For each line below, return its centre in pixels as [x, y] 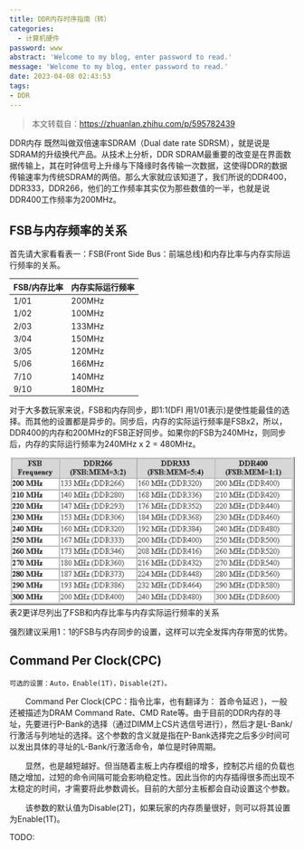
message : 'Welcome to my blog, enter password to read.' [119, 67]
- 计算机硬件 [39, 38]
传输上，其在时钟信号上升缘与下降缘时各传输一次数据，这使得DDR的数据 [152, 165]
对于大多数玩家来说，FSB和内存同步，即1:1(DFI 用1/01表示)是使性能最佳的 [146, 410]
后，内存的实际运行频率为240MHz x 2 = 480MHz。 [105, 444]
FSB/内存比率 [38, 287]
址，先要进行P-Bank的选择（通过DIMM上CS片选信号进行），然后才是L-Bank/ [151, 723]
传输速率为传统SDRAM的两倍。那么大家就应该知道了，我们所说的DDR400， [151, 177]
